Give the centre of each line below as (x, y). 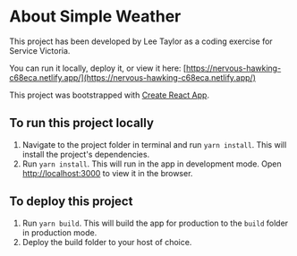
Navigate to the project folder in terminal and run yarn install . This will (154, 144)
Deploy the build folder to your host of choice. (107, 242)
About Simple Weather (95, 17)
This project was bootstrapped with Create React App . (110, 95)
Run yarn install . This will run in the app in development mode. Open (152, 164)
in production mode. (59, 232)
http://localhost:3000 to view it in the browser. (107, 173)
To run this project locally (82, 123)
